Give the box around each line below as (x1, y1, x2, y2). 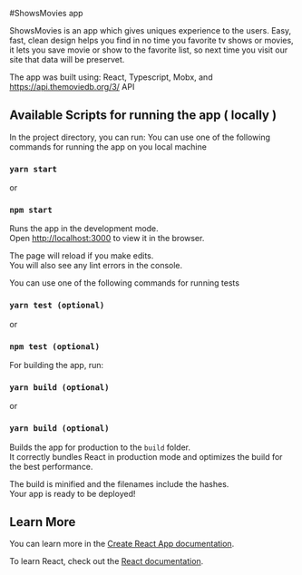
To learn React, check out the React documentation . (9, 556, 204, 567)
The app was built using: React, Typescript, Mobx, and (9, 72, 213, 83)
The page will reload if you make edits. (9, 250, 154, 261)
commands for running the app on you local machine (9, 141, 207, 152)
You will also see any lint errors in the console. (9, 260, 183, 271)
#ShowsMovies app (9, 8, 83, 18)
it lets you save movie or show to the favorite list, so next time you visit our (9, 44, 288, 55)
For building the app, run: (9, 360, 104, 370)
